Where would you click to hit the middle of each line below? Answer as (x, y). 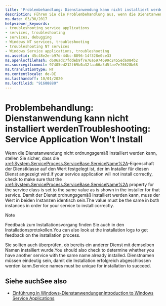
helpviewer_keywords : (27, 23)
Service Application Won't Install (74, 139)
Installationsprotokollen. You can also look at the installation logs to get (77, 230)
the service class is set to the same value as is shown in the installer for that (83, 190)
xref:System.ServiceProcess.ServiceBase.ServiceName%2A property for (80, 184)
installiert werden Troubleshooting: (78, 129)
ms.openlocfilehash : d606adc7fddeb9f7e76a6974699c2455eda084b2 (72, 60)
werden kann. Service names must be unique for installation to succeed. (78, 265)
